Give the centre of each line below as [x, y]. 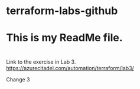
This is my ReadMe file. [64, 38]
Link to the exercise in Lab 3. [41, 62]
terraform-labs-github [62, 11]
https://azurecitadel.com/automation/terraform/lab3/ [70, 68]
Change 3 [18, 79]
